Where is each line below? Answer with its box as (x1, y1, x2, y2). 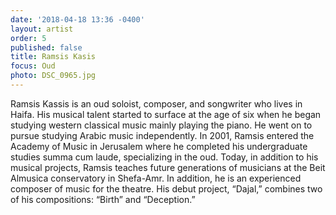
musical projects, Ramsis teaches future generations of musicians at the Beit (10, 161, 326, 173)
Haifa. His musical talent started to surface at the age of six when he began (10, 108, 322, 120)
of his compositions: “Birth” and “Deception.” (10, 193, 196, 205)
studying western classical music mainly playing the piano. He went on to (10, 119, 313, 131)
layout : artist (10, 24, 74, 34)
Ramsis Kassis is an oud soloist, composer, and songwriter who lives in (10, 97, 303, 110)
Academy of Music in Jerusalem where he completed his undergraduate (10, 140, 308, 152)
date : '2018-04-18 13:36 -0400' (10, 14, 145, 25)
